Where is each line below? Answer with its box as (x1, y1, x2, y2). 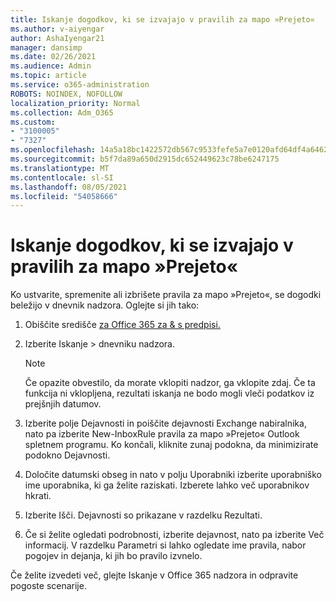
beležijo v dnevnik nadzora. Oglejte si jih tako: (10, 299, 200, 311)
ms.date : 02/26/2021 (10, 52, 97, 62)
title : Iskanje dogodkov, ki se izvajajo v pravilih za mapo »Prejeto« (10, 14, 315, 25)
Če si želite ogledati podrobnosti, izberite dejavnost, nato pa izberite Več (24, 529, 325, 541)
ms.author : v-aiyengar (10, 24, 105, 34)
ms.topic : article (10, 71, 87, 81)
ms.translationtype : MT (10, 163, 110, 173)
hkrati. (24, 490, 52, 502)
